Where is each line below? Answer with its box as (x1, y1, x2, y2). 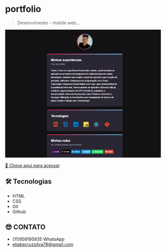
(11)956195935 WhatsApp (12, 236, 65, 242)
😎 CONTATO (5, 223, 46, 231)
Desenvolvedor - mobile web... (17, 20, 80, 26)
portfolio (5, 3, 41, 15)
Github (12, 209, 26, 215)
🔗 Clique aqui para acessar (5, 163, 60, 169)
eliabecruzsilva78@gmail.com (12, 241, 74, 247)
